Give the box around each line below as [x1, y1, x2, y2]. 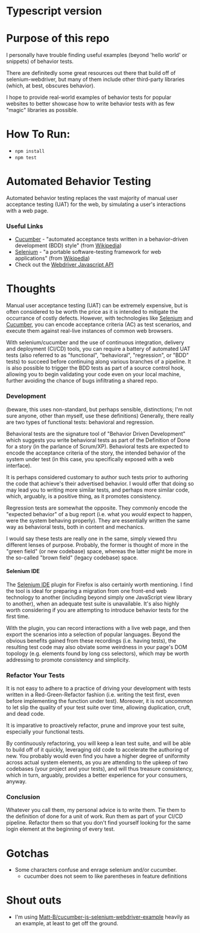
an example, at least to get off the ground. [14, 920, 118, 927]
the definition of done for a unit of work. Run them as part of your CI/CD [6, 813, 183, 820]
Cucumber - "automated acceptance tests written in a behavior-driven [14, 235, 189, 243]
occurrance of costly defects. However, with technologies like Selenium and [6, 314, 193, 322]
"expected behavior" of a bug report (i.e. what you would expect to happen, [6, 510, 193, 517]
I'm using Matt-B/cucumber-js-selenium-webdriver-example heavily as [14, 913, 190, 920]
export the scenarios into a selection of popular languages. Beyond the [6, 631, 181, 638]
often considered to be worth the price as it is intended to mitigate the [6, 308, 178, 316]
